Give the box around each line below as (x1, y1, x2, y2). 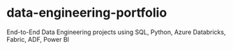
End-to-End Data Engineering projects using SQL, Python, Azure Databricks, (6, 28, 226, 36)
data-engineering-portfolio (6, 5, 167, 21)
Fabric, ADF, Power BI (6, 35, 70, 43)
